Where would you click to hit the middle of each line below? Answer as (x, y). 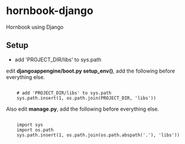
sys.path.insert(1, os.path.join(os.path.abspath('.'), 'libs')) (98, 135)
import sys (30, 125)
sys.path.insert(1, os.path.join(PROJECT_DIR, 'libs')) (87, 98)
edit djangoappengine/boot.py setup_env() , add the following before (90, 71)
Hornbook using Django (35, 27)
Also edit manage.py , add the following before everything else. (83, 109)
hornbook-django (50, 11)
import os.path (35, 130)
